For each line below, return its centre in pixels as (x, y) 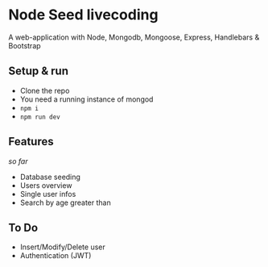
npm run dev (40, 117)
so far (18, 161)
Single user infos (48, 194)
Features (31, 142)
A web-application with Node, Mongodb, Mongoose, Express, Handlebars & (134, 37)
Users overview (46, 185)
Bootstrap (25, 45)
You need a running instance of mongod (87, 99)
